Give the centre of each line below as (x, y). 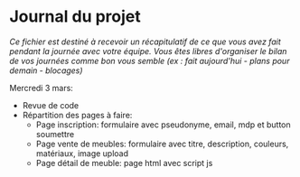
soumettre (55, 134)
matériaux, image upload (82, 153)
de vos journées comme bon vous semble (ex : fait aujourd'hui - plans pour (150, 61)
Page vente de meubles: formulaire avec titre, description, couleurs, (162, 144)
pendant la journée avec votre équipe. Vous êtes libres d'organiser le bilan (148, 51)
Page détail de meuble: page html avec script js (124, 163)
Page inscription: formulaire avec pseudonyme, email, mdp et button (163, 125)
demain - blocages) (46, 70)
